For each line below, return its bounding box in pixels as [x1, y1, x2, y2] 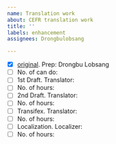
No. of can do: [16, 68, 58, 76]
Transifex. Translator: [16, 107, 78, 115]
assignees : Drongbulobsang [7, 36, 84, 43]
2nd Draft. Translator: [16, 91, 78, 99]
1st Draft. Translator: [16, 76, 75, 84]
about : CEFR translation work [7, 16, 94, 23]
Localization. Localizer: [16, 122, 83, 130]
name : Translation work [7, 10, 76, 17]
